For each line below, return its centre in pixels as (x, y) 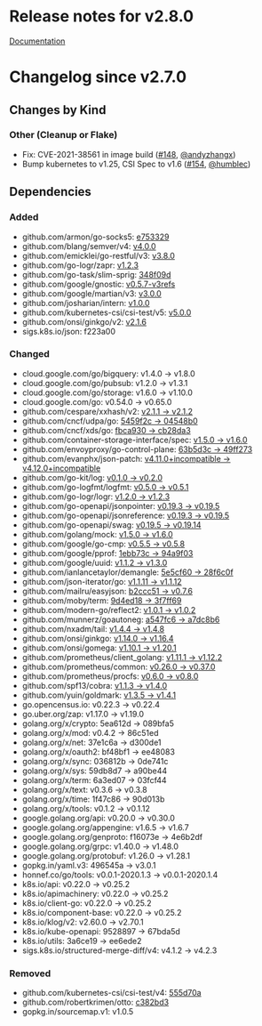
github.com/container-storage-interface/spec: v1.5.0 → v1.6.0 (135, 440)
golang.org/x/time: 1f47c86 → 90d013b (93, 799)
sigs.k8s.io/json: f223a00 (69, 331)
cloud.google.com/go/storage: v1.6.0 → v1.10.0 (107, 392)
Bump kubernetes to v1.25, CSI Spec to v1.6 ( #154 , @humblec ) (136, 164)
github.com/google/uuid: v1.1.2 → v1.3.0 (95, 562)
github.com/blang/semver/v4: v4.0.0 (89, 246)
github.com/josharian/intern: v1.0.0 (86, 303)
